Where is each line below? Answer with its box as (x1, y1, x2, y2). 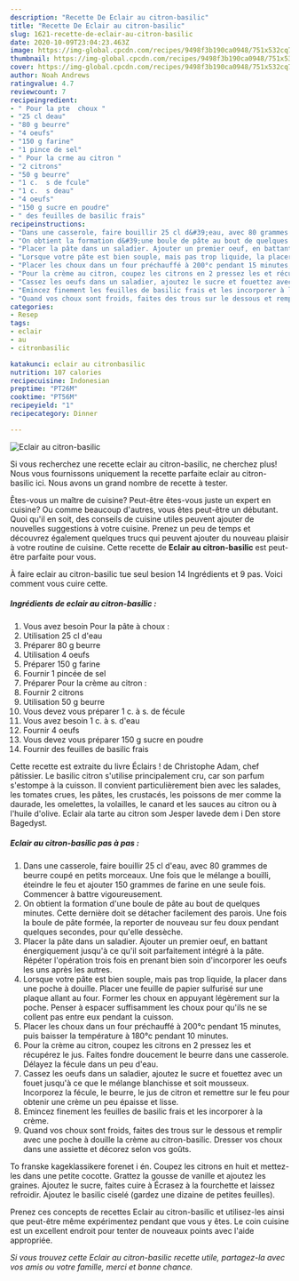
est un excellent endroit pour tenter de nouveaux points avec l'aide (10, 1225, 255, 1236)
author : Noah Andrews (10, 71, 90, 80)
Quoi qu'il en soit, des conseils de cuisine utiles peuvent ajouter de (10, 513, 255, 524)
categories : (10, 302, 54, 311)
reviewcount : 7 (10, 87, 67, 96)
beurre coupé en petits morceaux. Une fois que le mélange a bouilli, (22, 869, 271, 880)
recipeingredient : (10, 95, 78, 105)
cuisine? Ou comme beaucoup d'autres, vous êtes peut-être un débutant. (10, 504, 279, 515)
